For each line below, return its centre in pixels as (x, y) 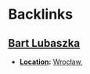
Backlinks (41, 14)
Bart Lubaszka (44, 43)
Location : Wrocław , (51, 62)
